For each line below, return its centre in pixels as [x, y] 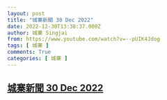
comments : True [29, 52]
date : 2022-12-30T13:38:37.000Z [54, 26]
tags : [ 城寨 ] [28, 46]
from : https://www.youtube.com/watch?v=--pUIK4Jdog [83, 39]
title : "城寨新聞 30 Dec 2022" [50, 20]
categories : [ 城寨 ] [38, 59]
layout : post [26, 13]
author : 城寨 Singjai [38, 33]
